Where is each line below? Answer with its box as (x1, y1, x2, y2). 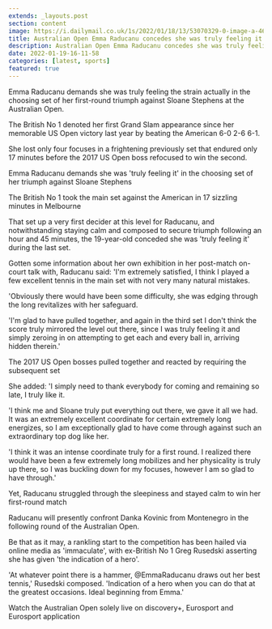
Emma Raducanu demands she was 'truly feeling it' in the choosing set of (8, 168, 253, 178)
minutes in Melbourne (8, 201, 82, 210)
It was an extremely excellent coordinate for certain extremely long (8, 414, 232, 423)
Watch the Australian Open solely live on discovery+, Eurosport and (8, 602, 234, 612)
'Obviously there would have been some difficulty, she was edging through (8, 291, 259, 300)
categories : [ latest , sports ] (8, 57, 111, 66)
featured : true (8, 65, 60, 73)
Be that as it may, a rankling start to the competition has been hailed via (8, 537, 247, 546)
